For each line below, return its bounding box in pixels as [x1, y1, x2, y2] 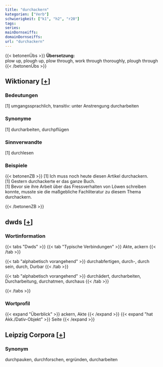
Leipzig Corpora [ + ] [5, 331, 66, 339]
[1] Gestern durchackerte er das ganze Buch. [5, 179, 95, 184]
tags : [5, 21, 16, 26]
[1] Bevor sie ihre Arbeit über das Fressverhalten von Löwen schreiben [5, 183, 146, 189]
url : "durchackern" [5, 39, 45, 44]
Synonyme [5, 115, 32, 122]
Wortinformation [5, 233, 45, 239]
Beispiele [5, 162, 28, 169]
